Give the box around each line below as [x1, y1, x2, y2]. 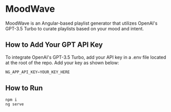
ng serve [5, 102, 24, 107]
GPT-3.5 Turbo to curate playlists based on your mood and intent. [5, 25, 144, 31]
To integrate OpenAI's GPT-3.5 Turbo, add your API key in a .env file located [5, 54, 166, 60]
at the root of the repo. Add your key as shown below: [5, 60, 119, 66]
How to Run [5, 84, 43, 92]
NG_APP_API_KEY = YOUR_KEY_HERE [5, 69, 70, 74]
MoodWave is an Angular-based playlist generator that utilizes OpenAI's [5, 20, 158, 26]
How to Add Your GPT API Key [5, 41, 103, 49]
